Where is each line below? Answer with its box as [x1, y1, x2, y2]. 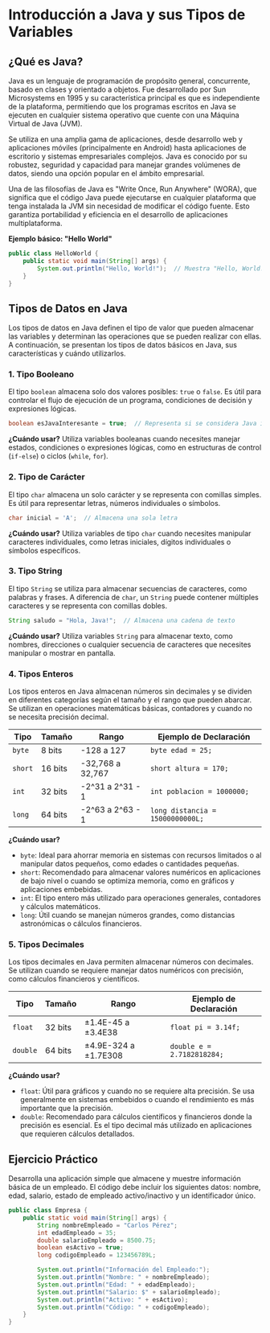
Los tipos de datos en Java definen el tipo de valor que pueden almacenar [8, 323, 255, 333]
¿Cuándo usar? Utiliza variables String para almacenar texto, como [8, 631, 233, 640]
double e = [170, 1042, 211, 1051]
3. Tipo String [8, 566, 63, 577]
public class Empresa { [8, 1207, 88, 1215]
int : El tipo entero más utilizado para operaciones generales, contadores [19, 893, 261, 903]
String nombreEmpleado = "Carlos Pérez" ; [37, 1221, 178, 1229]
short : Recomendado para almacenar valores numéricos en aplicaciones [19, 867, 261, 877]
